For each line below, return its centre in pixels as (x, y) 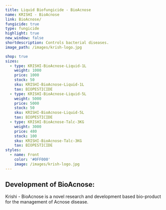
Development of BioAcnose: (50, 185)
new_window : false (24, 38)
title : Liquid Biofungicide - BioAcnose (48, 10)
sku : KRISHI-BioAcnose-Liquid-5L (49, 113)
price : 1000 (27, 75)
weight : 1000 (28, 71)
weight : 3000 (28, 126)
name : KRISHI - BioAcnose (32, 15)
